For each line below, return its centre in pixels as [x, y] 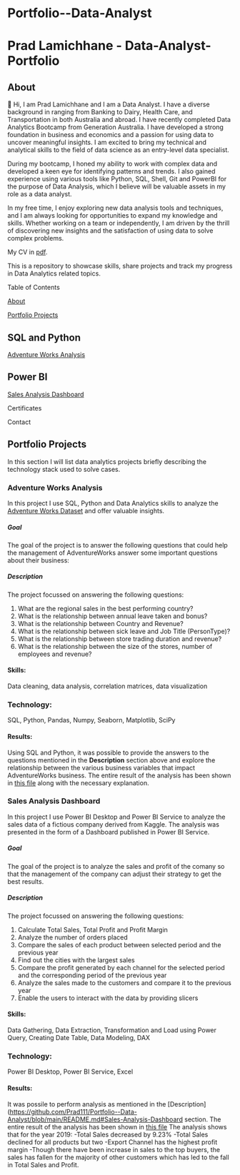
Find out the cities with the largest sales [76, 960]
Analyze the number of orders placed [73, 937]
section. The [203, 1119]
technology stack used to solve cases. [64, 469]
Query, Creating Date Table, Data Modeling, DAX [79, 1038]
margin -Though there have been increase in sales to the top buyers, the [114, 1149]
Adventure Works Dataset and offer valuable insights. [86, 510]
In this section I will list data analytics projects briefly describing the [107, 461]
